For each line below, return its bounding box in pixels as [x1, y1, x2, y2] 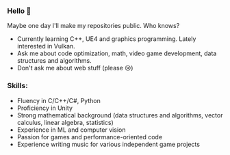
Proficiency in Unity [16, 104, 73, 112]
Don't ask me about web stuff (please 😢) [16, 64, 133, 72]
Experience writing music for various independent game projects [16, 140, 201, 148]
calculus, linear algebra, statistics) [16, 118, 114, 126]
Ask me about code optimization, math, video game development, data [16, 49, 217, 57]
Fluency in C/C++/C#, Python [16, 96, 101, 104]
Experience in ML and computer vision [16, 126, 126, 134]
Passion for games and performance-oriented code [16, 132, 163, 141]
